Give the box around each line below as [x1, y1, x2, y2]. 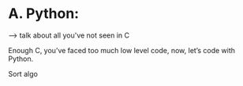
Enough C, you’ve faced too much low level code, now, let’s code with [8, 45, 235, 55]
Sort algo [8, 69, 38, 78]
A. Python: [8, 5, 80, 23]
